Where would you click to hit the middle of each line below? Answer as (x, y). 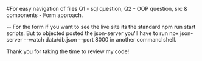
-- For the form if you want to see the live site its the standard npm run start (101, 27)
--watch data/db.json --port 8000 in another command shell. (100, 40)
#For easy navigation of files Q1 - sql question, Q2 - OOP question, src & (97, 9)
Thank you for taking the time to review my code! (68, 51)
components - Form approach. (45, 15)
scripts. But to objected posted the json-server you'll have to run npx (92, 33)
